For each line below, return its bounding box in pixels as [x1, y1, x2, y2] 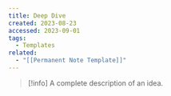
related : [8, 49, 38, 57]
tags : [8, 34, 26, 42]
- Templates [15, 42, 56, 50]
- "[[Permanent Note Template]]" [15, 57, 127, 65]
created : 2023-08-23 [8, 19, 78, 27]
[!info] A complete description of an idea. [27, 78, 164, 88]
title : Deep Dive [8, 11, 66, 20]
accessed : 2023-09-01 [8, 26, 81, 34]
